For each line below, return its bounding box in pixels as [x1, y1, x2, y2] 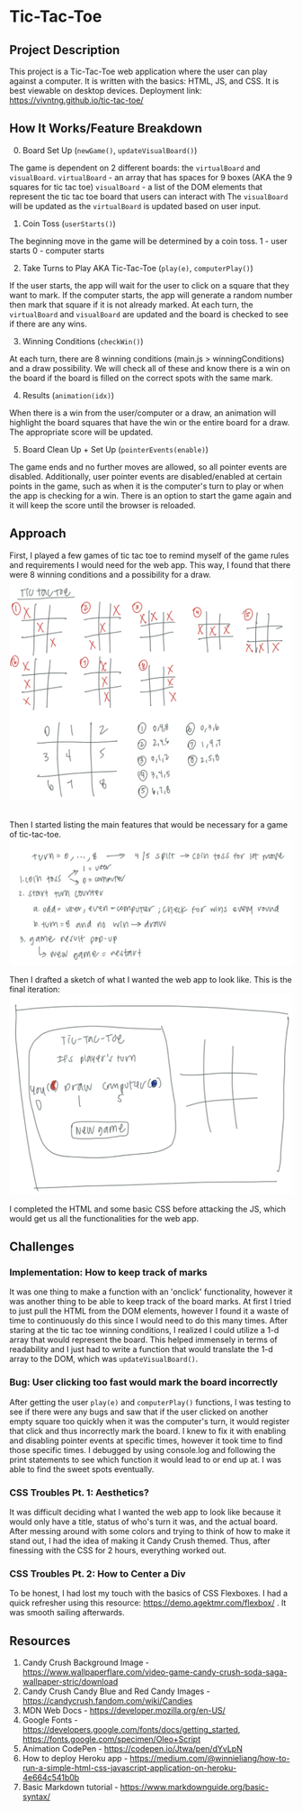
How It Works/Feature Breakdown [9, 121, 202, 136]
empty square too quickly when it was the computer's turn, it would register [9, 1415, 290, 1426]
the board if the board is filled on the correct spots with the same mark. [9, 372, 274, 383]
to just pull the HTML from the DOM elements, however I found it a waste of [9, 1305, 289, 1317]
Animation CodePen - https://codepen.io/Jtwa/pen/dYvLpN [22, 1743, 243, 1754]
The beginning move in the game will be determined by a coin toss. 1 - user [9, 235, 288, 246]
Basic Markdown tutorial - [22, 1782, 119, 1793]
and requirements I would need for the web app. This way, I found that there [9, 559, 291, 570]
